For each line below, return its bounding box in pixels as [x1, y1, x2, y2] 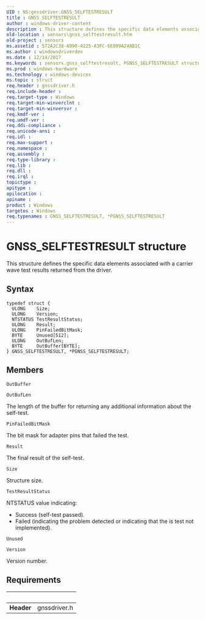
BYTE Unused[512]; [12, 332, 70, 338]
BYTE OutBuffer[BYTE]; [12, 343, 81, 349]
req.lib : [6, 162, 32, 169]
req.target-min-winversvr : [6, 105, 78, 112]
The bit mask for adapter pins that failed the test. [6, 431, 129, 439]
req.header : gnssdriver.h [6, 83, 75, 89]
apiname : [6, 196, 32, 202]
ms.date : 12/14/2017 [6, 54, 62, 60]
